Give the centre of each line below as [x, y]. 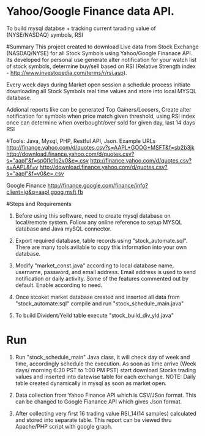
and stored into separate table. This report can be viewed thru [93, 420]
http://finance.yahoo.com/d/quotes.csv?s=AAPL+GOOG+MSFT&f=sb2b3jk [100, 147]
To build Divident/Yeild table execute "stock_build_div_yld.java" [95, 315]
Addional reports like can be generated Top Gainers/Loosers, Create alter [99, 109]
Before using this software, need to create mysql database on [93, 215]
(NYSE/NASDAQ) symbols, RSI [45, 34]
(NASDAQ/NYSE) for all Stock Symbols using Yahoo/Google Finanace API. [99, 53]
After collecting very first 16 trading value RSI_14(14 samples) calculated [106, 413]
